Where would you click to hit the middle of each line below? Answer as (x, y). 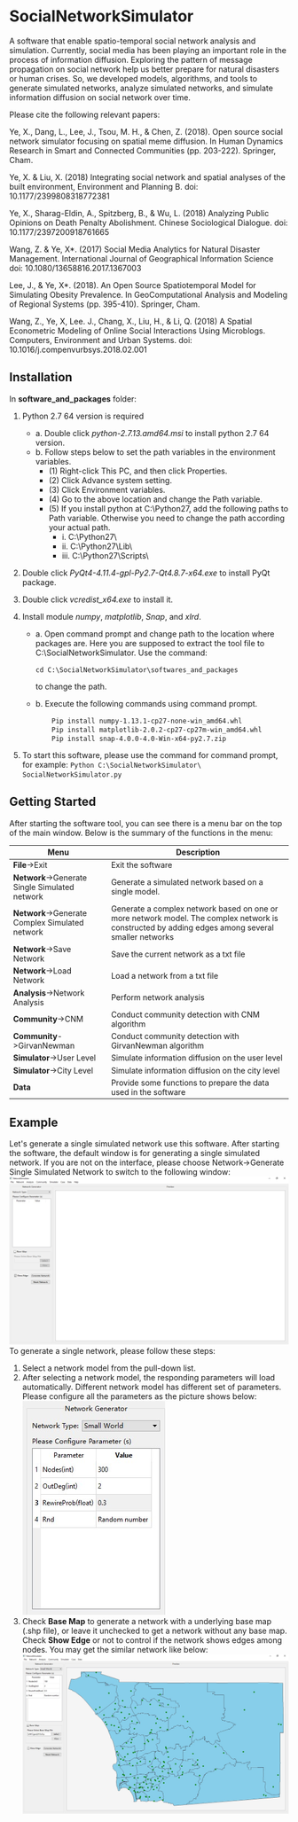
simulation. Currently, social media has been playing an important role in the (148, 50)
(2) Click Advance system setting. (110, 480)
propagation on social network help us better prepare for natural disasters (144, 69)
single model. (135, 892)
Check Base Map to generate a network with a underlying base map (147, 1621)
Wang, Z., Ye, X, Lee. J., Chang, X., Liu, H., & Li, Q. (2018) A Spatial (131, 321)
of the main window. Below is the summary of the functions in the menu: (141, 833)
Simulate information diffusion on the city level (195, 1070)
